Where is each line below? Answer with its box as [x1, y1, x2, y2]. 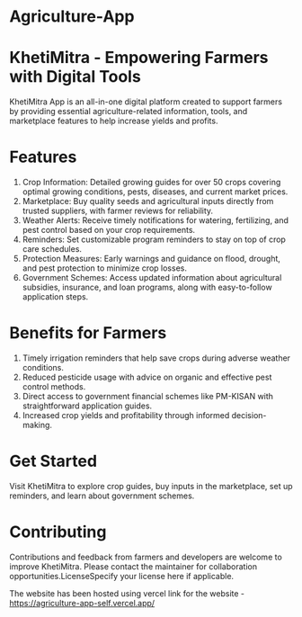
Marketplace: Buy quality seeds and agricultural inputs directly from [22, 196, 274, 207]
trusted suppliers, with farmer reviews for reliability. [22, 205, 214, 217]
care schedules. [22, 244, 83, 255]
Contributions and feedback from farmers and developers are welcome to [9, 551, 283, 562]
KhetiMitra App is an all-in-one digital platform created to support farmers [9, 96, 283, 107]
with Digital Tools [9, 67, 141, 87]
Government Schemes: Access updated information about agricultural [22, 273, 282, 283]
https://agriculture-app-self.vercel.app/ [9, 597, 155, 608]
